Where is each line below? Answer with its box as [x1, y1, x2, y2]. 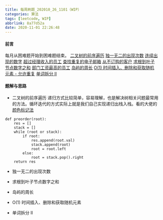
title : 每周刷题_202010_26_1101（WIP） [5, 7, 82, 12]
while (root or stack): [14, 129, 62, 134]
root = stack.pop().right [31, 155, 84, 160]
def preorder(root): [5, 116, 47, 122]
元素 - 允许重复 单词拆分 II [5, 71, 57, 77]
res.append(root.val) [31, 138, 75, 143]
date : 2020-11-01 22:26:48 [5, 25, 60, 30]
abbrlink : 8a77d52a [5, 20, 45, 26]
